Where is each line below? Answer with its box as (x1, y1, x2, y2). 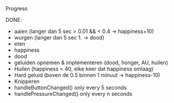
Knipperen (14, 78, 40, 85)
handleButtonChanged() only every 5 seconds (14, 84, 127, 91)
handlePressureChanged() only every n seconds (14, 91, 133, 97)
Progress (5, 5, 28, 12)
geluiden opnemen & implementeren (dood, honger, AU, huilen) (14, 59, 169, 66)
